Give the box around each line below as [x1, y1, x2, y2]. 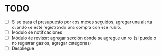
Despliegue [11, 45, 34, 51]
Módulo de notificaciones [11, 29, 62, 35]
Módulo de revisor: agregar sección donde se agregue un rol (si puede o [11, 35, 157, 41]
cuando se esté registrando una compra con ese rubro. [11, 25, 122, 30]
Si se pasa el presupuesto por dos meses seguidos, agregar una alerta [11, 19, 153, 25]
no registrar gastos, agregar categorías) [11, 41, 91, 46]
